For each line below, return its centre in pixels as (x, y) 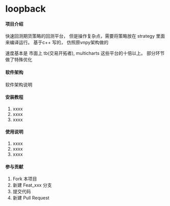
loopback (26, 9)
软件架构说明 (19, 84)
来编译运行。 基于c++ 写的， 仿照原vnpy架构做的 (57, 42)
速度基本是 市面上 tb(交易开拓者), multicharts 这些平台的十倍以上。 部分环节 (85, 53)
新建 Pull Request (31, 198)
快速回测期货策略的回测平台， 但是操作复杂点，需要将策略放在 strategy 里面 (85, 36)
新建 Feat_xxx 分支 (32, 185)
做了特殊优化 (19, 60)
